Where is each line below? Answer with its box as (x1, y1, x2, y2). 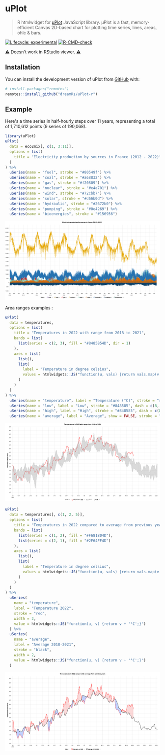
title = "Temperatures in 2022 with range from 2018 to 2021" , (14, 331, 146, 336)
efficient (17, 24, 34, 30)
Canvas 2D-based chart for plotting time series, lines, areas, (35, 24, 157, 30)
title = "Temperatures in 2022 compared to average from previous (14, 523, 153, 528)
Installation (5, 63, 40, 71)
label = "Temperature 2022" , (14, 606, 74, 611)
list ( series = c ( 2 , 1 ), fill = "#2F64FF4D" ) (18, 538, 111, 543)
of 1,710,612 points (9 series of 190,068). (5, 124, 87, 130)
